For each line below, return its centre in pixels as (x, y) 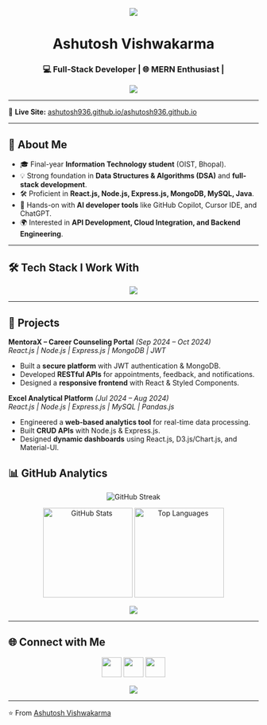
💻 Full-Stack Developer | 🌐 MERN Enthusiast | (133, 69)
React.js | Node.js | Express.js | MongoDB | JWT (87, 350)
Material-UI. (39, 447)
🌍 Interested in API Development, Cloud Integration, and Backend (130, 222)
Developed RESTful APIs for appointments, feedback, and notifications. (137, 374)
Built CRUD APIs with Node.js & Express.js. (90, 430)
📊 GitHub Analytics (58, 474)
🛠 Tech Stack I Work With (74, 267)
